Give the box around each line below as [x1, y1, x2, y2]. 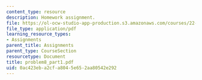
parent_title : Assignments [6, 43, 74, 49]
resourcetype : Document [6, 54, 66, 60]
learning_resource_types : [6, 31, 71, 37]
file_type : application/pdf [6, 25, 77, 32]
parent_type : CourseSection [6, 48, 77, 54]
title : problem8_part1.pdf [6, 59, 74, 65]
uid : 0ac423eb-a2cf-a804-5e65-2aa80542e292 [6, 64, 117, 71]
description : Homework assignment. [6, 14, 96, 20]
